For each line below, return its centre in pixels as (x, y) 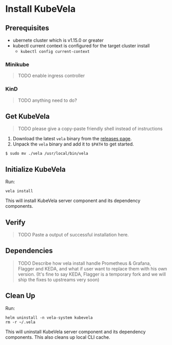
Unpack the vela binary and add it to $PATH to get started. (73, 144)
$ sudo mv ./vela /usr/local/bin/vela (47, 154)
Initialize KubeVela (35, 169)
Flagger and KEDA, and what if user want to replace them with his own (92, 268)
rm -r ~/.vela (21, 322)
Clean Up (20, 296)
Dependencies (29, 251)
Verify (15, 222)
